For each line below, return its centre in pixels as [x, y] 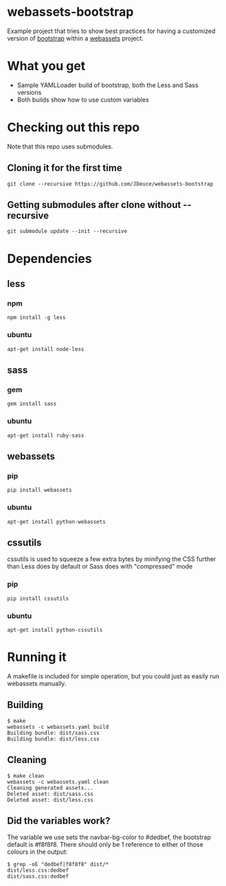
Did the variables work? [59, 820]
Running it [37, 657]
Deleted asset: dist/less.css [50, 800]
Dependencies [49, 259]
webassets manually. [37, 683]
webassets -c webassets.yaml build [58, 727]
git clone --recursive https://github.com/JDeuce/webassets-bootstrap [110, 184]
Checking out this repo [74, 127]
